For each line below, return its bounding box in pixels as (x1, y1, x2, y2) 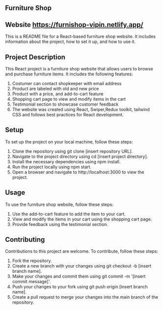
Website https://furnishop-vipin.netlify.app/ (5, 21, 143, 29)
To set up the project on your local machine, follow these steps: (5, 139, 133, 145)
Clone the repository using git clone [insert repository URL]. (12, 148, 133, 154)
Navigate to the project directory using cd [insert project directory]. (12, 154, 148, 159)
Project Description (5, 53, 66, 61)
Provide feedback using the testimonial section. (12, 221, 109, 227)
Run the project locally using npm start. (12, 164, 92, 170)
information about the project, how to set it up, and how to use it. (5, 39, 136, 44)
